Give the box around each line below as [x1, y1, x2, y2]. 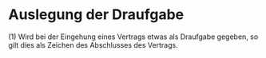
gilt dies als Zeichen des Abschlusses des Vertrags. [8, 40, 178, 49]
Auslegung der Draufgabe [8, 6, 185, 24]
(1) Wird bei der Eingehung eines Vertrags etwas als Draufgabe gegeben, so [8, 32, 259, 41]
